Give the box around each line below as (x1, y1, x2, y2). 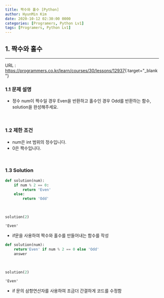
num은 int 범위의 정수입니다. (12, 139, 67, 145)
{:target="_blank (124, 67, 158, 73)
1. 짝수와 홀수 (5, 44, 42, 53)
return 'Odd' (22, 196, 49, 201)
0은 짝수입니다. (12, 145, 41, 151)
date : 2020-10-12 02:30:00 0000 (5, 16, 71, 21)
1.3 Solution (5, 167, 34, 174)
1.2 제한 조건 (5, 127, 33, 134)
